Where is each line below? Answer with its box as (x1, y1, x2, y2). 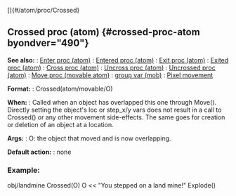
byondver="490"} (7, 37, 89, 49)
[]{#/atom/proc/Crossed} (7, 6, 80, 14)
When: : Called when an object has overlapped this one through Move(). (7, 98, 217, 106)
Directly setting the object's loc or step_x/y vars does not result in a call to (7, 105, 222, 114)
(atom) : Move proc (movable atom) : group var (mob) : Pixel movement (7, 70, 214, 79)
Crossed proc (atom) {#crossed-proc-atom (7, 26, 200, 38)
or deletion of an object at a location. (7, 120, 114, 129)
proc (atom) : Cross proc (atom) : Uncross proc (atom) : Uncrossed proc (7, 63, 216, 72)
